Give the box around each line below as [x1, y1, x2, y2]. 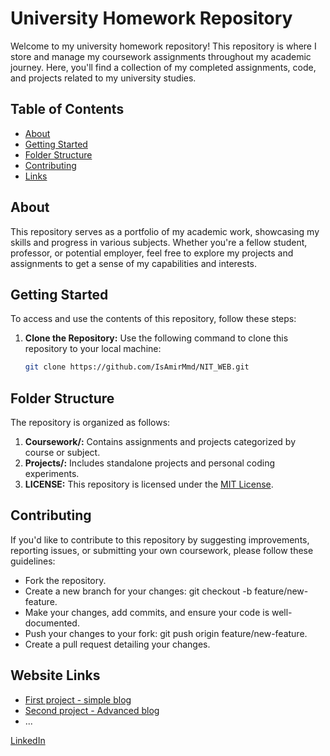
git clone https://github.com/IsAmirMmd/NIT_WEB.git [24, 362, 250, 372]
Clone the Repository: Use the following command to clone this [24, 332, 289, 344]
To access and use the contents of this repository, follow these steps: [10, 313, 297, 325]
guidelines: [10, 555, 56, 567]
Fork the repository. [24, 574, 107, 586]
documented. [24, 617, 80, 629]
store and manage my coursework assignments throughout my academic [10, 50, 312, 62]
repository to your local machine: [24, 343, 162, 355]
